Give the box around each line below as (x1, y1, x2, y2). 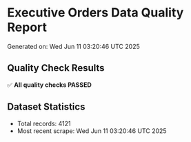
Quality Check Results (7, 62, 105, 74)
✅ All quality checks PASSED (7, 81, 92, 89)
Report (7, 19, 47, 35)
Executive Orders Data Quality (7, 5, 184, 21)
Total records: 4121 (17, 119, 71, 128)
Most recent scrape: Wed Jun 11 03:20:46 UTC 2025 (17, 126, 167, 135)
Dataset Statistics (7, 101, 86, 113)
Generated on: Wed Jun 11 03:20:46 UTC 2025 (7, 42, 140, 50)
